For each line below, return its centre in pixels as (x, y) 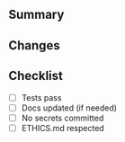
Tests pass (41, 97)
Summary (36, 15)
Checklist (36, 76)
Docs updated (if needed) (69, 108)
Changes (34, 45)
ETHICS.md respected (62, 128)
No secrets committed (62, 118)
